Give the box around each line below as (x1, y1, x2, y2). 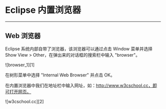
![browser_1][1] (5, 62, 35, 68)
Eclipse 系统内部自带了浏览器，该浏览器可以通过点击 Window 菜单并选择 (5, 45, 153, 52)
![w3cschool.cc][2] (5, 98, 44, 104)
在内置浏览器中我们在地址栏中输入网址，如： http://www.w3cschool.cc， (5, 82, 153, 88)
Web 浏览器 (5, 32, 41, 40)
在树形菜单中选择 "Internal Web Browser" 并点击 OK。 (5, 72, 115, 78)
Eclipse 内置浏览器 (5, 4, 82, 16)
